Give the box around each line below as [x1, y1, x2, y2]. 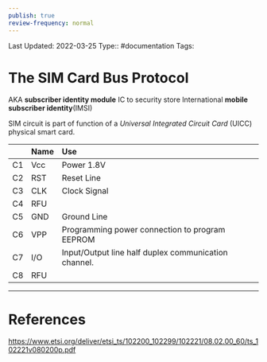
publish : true [8, 11, 56, 20]
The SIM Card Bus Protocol [8, 68, 189, 87]
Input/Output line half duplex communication [61, 247, 228, 259]
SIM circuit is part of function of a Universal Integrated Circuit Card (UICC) [8, 119, 253, 128]
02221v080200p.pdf [8, 345, 76, 355]
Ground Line [61, 212, 108, 223]
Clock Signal [61, 185, 109, 197]
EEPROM [61, 234, 95, 245]
